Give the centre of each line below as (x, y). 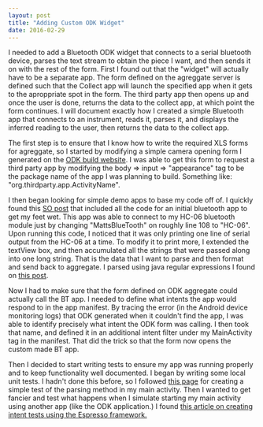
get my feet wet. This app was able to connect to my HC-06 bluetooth (122, 217)
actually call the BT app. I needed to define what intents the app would (122, 299)
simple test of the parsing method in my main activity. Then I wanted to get (130, 390)
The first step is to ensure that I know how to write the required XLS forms (128, 143)
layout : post (30, 15)
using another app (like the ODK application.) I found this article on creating (131, 407)
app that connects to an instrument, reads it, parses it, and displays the (123, 120)
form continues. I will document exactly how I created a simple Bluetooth (126, 111)
